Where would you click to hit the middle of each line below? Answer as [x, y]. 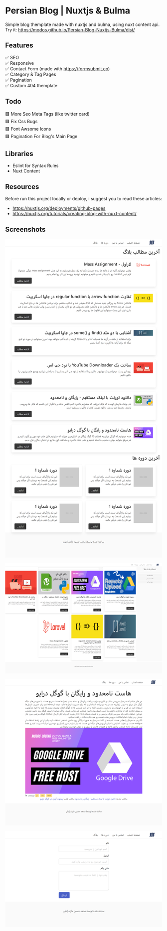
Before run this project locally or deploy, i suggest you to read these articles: [83, 199]
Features [19, 46]
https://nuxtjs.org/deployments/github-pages [59, 208]
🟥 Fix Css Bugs [21, 121]
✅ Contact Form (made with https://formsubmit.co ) [58, 69]
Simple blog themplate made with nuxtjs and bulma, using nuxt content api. [83, 24]
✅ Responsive [19, 63]
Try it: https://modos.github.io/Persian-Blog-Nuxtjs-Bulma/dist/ [70, 29]
